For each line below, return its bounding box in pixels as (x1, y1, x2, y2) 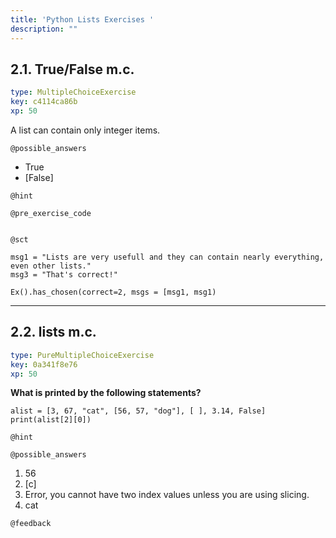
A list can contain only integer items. (10, 124, 161, 136)
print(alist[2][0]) (10, 415, 92, 425)
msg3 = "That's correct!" (10, 269, 118, 280)
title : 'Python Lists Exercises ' (10, 14, 155, 25)
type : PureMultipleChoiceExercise (10, 350, 155, 360)
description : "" (10, 24, 78, 34)
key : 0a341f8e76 (10, 359, 78, 370)
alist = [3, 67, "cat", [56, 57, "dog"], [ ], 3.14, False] (10, 406, 267, 416)
